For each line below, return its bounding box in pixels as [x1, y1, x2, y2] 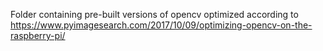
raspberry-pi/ [10, 30, 66, 41]
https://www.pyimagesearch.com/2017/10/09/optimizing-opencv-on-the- [10, 19, 313, 31]
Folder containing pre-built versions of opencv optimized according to [10, 9, 299, 20]
